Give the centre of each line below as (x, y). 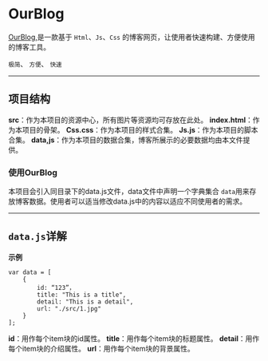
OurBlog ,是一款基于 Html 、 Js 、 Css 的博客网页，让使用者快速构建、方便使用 (132, 37)
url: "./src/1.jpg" (69, 308)
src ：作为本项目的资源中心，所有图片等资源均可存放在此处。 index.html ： (130, 120)
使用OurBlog (33, 173)
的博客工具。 (29, 47)
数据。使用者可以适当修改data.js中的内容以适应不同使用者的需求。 (138, 201)
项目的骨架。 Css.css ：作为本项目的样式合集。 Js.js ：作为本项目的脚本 (140, 129)
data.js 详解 (38, 236)
